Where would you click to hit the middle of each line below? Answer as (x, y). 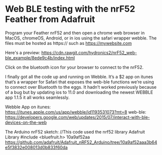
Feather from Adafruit (50, 19)
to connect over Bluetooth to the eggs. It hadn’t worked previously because (81, 87)
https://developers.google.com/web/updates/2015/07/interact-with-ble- (78, 117)
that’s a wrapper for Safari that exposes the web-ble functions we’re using (80, 82)
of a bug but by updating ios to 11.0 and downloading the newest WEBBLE (79, 92)
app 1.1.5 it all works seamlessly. (37, 97)
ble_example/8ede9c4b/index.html (40, 58)
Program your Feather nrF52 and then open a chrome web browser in (75, 33)
